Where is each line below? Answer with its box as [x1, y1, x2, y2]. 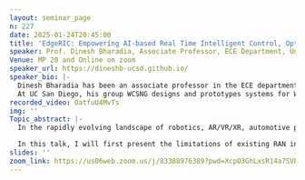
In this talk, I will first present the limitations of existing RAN [17, 140, 286, 149]
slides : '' [9, 148, 51, 157]
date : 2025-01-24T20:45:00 [9, 30, 112, 39]
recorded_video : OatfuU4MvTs [9, 97, 120, 107]
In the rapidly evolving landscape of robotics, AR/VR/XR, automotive [17, 124, 290, 133]
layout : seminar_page [9, 13, 92, 23]
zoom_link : [9, 156, 51, 165]
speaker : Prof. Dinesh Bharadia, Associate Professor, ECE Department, [9, 47, 286, 56]
